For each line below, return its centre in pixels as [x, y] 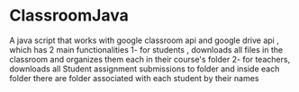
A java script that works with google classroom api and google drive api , [144, 40]
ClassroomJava [69, 16]
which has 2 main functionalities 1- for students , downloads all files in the [146, 49]
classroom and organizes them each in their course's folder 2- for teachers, [150, 59]
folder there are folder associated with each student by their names [134, 78]
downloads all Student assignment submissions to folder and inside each [145, 69]
